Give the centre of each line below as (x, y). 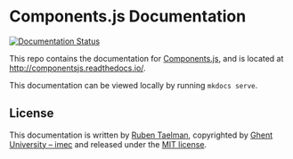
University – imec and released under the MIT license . (108, 144)
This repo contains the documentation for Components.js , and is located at (146, 58)
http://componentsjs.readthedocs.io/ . (77, 68)
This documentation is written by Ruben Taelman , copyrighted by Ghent (141, 135)
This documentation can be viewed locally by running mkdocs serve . (134, 85)
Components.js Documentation (128, 17)
